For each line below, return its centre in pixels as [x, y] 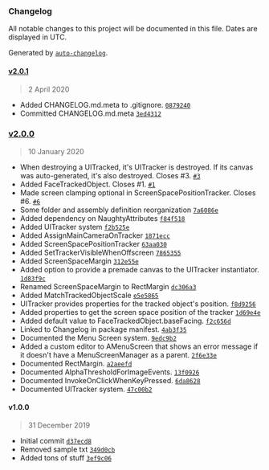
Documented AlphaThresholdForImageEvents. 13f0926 [110, 372]
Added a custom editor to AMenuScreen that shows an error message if [139, 346]
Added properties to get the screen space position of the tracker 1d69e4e [140, 312]
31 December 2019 [59, 425]
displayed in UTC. [38, 37]
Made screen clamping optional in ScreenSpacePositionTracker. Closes [138, 192]
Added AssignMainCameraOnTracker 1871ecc [95, 235]
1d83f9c [33, 279]
